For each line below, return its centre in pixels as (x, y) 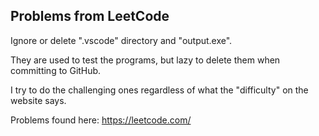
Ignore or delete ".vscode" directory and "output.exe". (121, 40)
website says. (38, 100)
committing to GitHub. (56, 70)
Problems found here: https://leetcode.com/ (101, 120)
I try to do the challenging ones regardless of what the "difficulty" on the (159, 90)
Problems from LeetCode (90, 16)
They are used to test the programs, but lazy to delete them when (145, 60)
